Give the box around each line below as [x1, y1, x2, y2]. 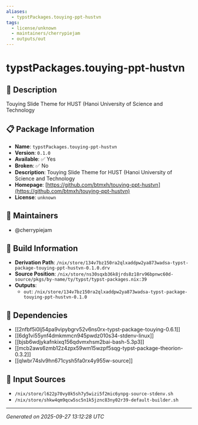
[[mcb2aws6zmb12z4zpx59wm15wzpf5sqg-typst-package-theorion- [14, 345, 183, 352]
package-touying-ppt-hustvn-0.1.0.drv [14, 265, 110, 271]
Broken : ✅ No [14, 162, 49, 169]
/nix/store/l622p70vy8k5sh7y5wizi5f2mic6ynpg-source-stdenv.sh [14, 391, 174, 397]
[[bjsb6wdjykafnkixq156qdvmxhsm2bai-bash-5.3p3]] [14, 338, 144, 346]
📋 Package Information [6, 124, 95, 134]
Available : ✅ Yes [14, 155, 56, 162]
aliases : [6, 8, 28, 15]
